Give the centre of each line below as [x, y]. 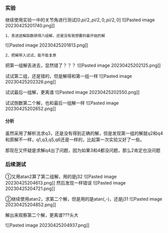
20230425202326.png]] [31, 82]
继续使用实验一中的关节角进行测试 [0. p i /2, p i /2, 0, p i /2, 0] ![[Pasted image [80, 20]
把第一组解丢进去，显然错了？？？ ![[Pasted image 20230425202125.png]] [83, 65]
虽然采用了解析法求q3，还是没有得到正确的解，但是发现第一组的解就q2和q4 [84, 133]
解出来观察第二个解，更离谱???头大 [42, 215]
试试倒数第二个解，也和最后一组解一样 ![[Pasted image [62, 103]
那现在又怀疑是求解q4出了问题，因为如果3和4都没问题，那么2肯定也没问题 [83, 150]
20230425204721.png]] [30, 189]
